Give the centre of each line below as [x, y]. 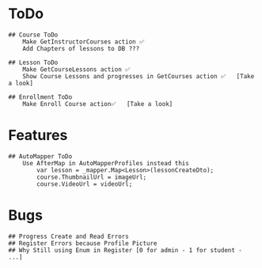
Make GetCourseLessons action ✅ [76, 69]
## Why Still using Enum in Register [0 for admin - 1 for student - [125, 250]
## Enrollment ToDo [40, 97]
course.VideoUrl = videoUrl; [85, 184]
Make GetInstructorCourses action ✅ [84, 42]
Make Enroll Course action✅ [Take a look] [98, 104]
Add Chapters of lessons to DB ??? [81, 48]
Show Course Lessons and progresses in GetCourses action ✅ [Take [139, 76]
